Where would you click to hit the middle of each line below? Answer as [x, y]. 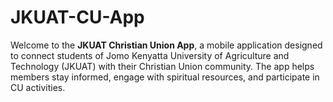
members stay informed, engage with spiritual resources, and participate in [165, 77]
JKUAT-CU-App [77, 17]
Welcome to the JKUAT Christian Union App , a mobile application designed [166, 45]
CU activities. [38, 87]
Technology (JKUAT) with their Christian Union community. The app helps [162, 66]
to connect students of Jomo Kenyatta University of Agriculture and [150, 55]
